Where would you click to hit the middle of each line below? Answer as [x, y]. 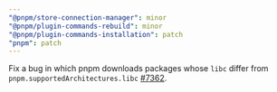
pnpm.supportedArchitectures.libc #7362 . [88, 78]
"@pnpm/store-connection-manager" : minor [88, 18]
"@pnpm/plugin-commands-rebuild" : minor [86, 26]
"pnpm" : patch [35, 43]
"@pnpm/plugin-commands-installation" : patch [96, 34]
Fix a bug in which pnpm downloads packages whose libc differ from [138, 69]
